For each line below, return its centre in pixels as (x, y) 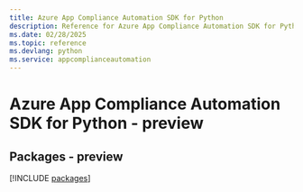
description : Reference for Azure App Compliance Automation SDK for (143, 26)
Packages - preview (66, 156)
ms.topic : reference (48, 43)
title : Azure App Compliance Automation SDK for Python (116, 18)
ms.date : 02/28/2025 (48, 34)
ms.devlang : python (46, 51)
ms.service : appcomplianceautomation (80, 59)
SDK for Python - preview (107, 123)
